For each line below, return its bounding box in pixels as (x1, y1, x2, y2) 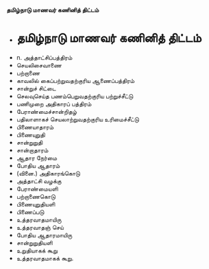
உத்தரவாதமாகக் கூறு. (16, 254, 74, 262)
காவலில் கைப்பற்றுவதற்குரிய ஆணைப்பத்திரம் (16, 76, 135, 84)
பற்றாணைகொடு (16, 192, 56, 200)
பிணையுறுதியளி (16, 200, 56, 208)
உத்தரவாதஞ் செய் (16, 223, 64, 231)
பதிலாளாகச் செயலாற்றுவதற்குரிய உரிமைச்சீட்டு (16, 115, 140, 123)
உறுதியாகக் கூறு (16, 246, 58, 255)
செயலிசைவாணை (16, 61, 62, 69)
